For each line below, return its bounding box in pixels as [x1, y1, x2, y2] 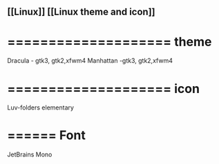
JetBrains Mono [7, 150, 53, 158]
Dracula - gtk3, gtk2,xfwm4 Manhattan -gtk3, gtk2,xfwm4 [7, 57, 173, 65]
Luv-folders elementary [7, 103, 75, 112]
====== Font [7, 127, 86, 143]
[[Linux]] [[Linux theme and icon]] [7, 6, 155, 18]
